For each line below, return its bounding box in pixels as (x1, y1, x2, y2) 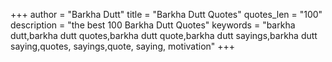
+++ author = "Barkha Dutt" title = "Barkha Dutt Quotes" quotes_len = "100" (10, 9, 323, 20)
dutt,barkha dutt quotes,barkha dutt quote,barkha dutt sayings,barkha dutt (10, 30, 318, 41)
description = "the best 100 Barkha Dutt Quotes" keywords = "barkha (10, 19, 296, 31)
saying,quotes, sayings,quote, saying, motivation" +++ (10, 40, 236, 52)
